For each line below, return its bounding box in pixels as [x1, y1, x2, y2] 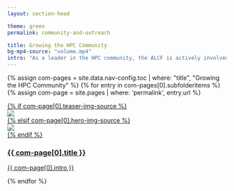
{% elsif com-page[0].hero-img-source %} [7, 116, 131, 124]
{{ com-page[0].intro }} [7, 164, 75, 172]
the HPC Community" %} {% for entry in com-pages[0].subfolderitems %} [7, 81, 221, 89]
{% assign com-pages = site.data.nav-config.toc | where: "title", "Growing [7, 74, 220, 82]
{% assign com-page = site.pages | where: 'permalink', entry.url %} [7, 88, 201, 97]
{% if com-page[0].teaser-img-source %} [7, 102, 127, 110]
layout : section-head [7, 10, 70, 17]
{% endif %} [7, 131, 43, 139]
